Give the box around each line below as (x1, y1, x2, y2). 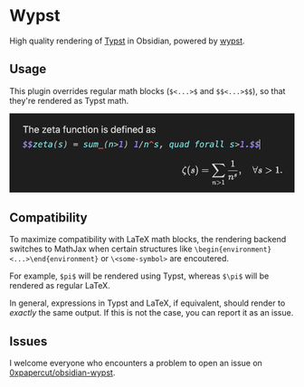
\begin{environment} (194, 245, 272, 254)
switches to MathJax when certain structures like (9, 243, 193, 254)
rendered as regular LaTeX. (9, 280, 110, 291)
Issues (9, 334, 48, 349)
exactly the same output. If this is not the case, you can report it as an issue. (9, 307, 294, 318)
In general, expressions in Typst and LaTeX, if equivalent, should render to (9, 297, 286, 308)
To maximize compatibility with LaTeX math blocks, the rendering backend (9, 234, 287, 245)
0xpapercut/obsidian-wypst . (9, 367, 116, 378)
